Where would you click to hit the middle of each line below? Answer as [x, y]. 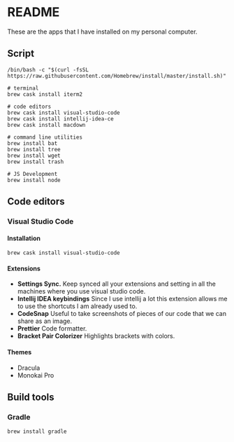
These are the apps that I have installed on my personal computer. [102, 32]
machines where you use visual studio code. [81, 291]
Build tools [31, 398]
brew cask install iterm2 [45, 94]
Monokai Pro [36, 375]
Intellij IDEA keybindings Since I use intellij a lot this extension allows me [122, 299]
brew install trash [36, 162]
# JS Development [32, 174]
